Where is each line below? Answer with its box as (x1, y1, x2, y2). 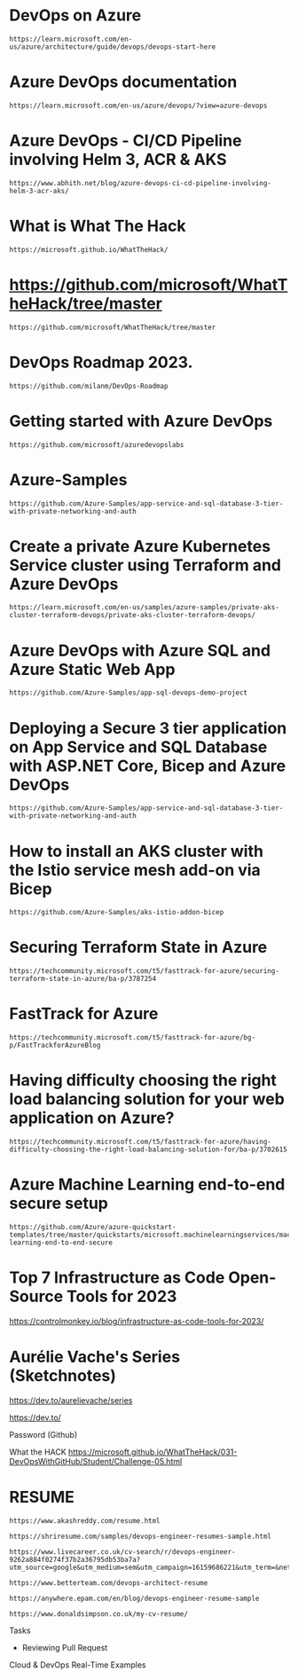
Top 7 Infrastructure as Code (9, 1267, 225, 1288)
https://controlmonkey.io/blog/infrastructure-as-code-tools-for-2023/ (9, 1315, 264, 1326)
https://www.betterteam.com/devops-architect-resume (9, 1578, 208, 1588)
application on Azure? (9, 1108, 175, 1128)
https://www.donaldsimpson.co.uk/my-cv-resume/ (9, 1609, 189, 1619)
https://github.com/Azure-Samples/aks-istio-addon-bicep (9, 908, 224, 917)
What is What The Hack (9, 216, 186, 236)
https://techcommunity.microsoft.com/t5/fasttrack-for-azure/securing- (9, 967, 279, 976)
